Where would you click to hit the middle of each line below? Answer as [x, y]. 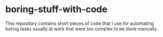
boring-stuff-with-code [56, 9]
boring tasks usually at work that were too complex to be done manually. [82, 28]
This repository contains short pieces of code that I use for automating [80, 23]
